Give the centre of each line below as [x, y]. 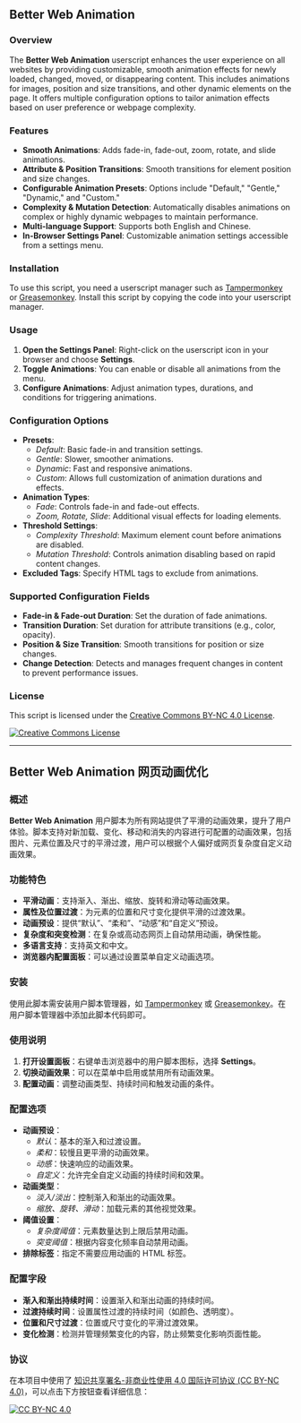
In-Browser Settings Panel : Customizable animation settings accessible [155, 236]
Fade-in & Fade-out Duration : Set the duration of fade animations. [145, 616]
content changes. [68, 563]
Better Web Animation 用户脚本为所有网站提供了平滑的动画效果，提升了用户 [150, 821]
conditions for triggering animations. [89, 397]
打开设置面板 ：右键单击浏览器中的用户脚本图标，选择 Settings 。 [142, 1061]
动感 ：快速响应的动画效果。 [87, 1164]
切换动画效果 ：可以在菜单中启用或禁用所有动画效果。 [120, 1073]
